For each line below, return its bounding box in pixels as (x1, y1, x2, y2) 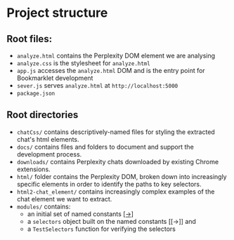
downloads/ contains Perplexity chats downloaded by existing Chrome (16, 157, 219, 166)
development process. (16, 149, 82, 159)
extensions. (16, 165, 51, 173)
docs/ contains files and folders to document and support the (16, 142, 194, 151)
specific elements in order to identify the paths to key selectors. (16, 180, 202, 188)
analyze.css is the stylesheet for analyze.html (16, 59, 150, 67)
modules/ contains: (16, 202, 71, 211)
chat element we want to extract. (16, 194, 112, 203)
